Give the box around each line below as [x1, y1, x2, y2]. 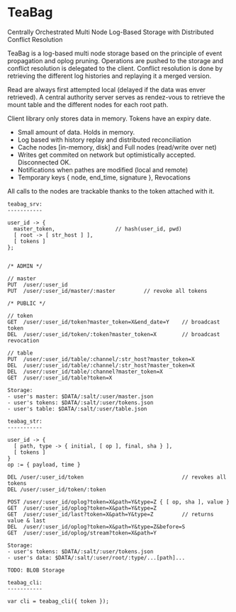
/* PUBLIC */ [7, 299, 46, 307]
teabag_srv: [7, 200, 43, 208]
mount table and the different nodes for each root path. [7, 100, 169, 109]
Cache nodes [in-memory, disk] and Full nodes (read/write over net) [17, 143, 218, 151]
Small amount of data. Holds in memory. [17, 128, 135, 136]
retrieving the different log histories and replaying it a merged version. [7, 72, 211, 80]
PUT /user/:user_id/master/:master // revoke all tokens [7, 287, 208, 294]
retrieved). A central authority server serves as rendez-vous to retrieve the [7, 93, 225, 101]
